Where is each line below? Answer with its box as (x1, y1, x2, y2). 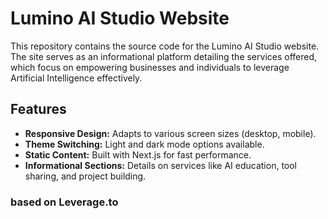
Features (10, 101, 67, 118)
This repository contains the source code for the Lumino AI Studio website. (10, 40, 320, 52)
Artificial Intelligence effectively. (10, 72, 143, 84)
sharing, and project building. (24, 170, 147, 182)
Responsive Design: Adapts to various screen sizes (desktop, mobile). (24, 127, 317, 139)
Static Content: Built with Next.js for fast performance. (24, 148, 252, 161)
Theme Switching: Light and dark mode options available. (24, 138, 265, 150)
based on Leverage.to (10, 195, 119, 209)
